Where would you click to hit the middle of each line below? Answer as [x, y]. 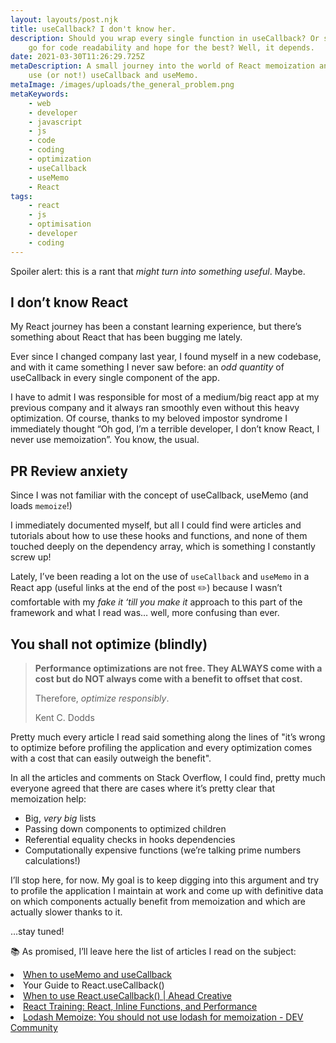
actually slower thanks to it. [66, 912]
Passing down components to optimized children [125, 829]
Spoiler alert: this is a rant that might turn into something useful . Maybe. [158, 271]
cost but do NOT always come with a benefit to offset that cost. [168, 679]
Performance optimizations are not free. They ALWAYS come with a [178, 668]
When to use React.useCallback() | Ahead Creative [128, 996]
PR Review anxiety [69, 471]
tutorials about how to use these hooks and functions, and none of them [159, 536]
